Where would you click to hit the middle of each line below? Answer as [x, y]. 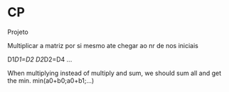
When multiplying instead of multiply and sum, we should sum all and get [114, 73]
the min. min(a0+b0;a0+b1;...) [51, 80]
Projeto [18, 32]
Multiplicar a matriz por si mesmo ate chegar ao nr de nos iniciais [103, 45]
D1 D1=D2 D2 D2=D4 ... [40, 59]
